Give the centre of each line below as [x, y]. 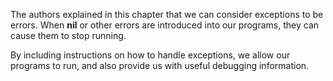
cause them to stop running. [68, 35]
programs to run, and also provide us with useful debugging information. [160, 65]
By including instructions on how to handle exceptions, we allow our [150, 55]
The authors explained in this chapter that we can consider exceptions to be [167, 14]
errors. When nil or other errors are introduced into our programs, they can [165, 25]
